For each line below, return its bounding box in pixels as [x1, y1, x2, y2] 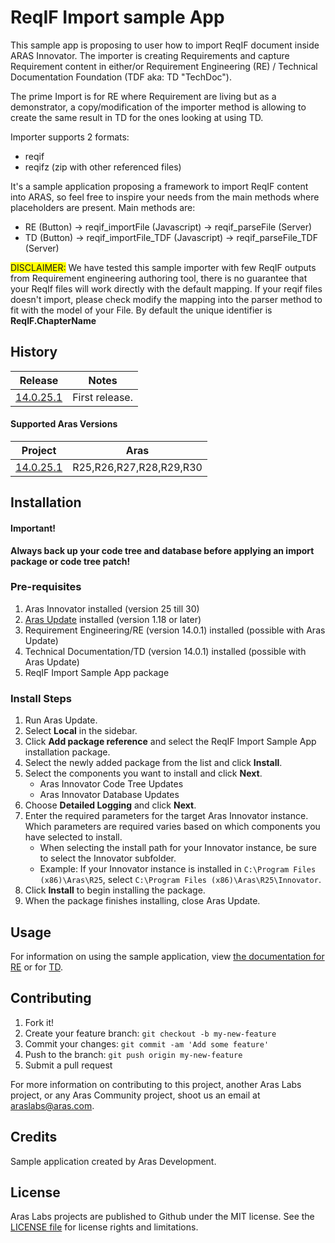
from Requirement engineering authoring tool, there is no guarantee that [10, 272, 308, 284]
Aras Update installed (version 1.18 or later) [24, 613, 202, 625]
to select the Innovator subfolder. [39, 852, 177, 865]
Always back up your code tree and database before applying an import [10, 544, 315, 556]
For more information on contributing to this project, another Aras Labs [10, 1078, 302, 1090]
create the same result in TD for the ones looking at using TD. [10, 111, 264, 123]
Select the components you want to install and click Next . [24, 767, 263, 780]
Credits [10, 1129, 58, 1146]
